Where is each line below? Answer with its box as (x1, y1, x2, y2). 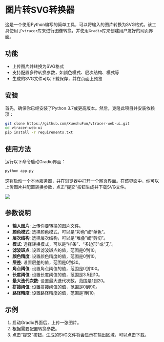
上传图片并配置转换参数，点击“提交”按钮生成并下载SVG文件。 (5, 184, 129, 190)
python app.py (5, 169, 34, 173)
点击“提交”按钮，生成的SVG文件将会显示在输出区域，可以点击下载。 (12, 332, 149, 338)
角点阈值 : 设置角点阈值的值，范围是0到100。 (12, 265, 102, 271)
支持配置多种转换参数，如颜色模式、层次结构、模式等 (12, 69, 120, 75)
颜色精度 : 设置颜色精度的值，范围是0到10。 (12, 253, 99, 259)
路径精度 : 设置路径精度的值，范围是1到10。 (12, 290, 98, 296)
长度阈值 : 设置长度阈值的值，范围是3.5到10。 (12, 272, 102, 278)
